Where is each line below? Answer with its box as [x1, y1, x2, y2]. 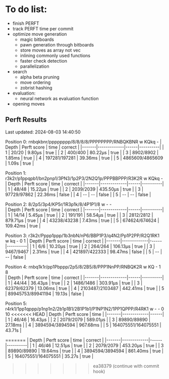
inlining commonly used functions [20, 52, 91, 59]
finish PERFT [12, 20, 39, 26]
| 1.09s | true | [5, 160, 34, 166]
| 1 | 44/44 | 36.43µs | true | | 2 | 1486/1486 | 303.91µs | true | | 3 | [5, 279, 143, 286]
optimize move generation [12, 31, 67, 37]
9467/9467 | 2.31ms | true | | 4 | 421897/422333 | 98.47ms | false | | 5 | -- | [5, 249, 162, 255]
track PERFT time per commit [12, 25, 74, 31]
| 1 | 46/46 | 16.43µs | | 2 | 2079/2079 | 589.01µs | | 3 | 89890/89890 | [5, 316, 151, 322]
